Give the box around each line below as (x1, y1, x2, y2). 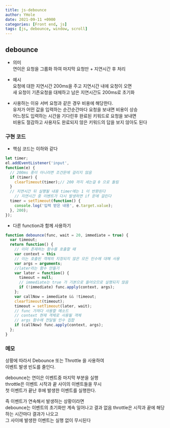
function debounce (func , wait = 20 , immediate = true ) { (5, 233, 129, 238)
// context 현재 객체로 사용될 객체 (14, 313, 81, 318)
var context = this (14, 251, 56, 257)
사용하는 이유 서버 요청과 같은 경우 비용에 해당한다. (12, 100, 114, 106)
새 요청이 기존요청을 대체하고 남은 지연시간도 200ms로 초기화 (12, 89, 135, 95)
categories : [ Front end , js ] (5, 21, 67, 27)
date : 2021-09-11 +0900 (5, 17, 56, 22)
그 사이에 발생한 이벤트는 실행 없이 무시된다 (5, 417, 91, 423)
